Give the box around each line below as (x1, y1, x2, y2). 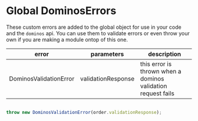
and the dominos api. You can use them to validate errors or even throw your (6, 29, 190, 36)
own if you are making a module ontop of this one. (6, 36, 128, 43)
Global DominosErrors (6, 4, 117, 18)
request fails (140, 89, 175, 98)
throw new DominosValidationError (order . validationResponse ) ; (6, 109, 162, 115)
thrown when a (140, 67, 181, 75)
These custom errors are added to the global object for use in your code (6, 23, 181, 31)
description (148, 50, 181, 58)
